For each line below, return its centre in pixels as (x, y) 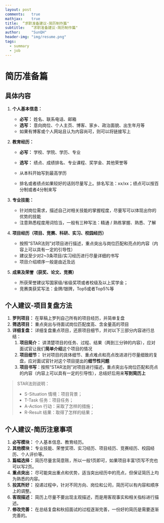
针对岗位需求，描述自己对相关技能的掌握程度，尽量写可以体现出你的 (88, 210)
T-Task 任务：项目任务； (49, 400)
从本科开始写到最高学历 (43, 173)
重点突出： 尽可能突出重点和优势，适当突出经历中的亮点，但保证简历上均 (85, 473)
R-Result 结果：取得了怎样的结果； (59, 412)
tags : (10, 42)
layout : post (18, 10)
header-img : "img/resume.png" (36, 37)
